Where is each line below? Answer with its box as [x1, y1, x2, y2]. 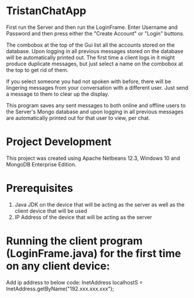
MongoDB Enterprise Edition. [6, 161, 77, 168]
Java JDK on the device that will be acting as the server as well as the [14, 201, 185, 208]
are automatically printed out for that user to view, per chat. [6, 114, 150, 122]
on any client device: [6, 260, 110, 273]
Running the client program [6, 234, 143, 247]
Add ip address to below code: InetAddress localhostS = [6, 279, 143, 286]
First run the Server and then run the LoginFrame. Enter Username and [6, 24, 178, 31]
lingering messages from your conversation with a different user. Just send [6, 84, 189, 91]
